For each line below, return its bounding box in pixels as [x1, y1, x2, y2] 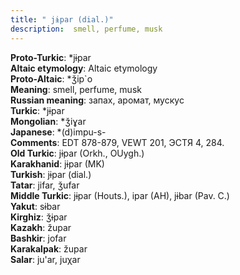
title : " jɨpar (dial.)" [10, 14, 114, 25]
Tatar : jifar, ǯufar [10, 179, 80, 191]
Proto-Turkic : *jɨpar [10, 51, 92, 63]
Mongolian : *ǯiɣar [10, 115, 87, 127]
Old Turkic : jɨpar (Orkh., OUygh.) [10, 147, 145, 159]
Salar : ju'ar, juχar [10, 253, 81, 265]
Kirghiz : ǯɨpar [10, 211, 68, 223]
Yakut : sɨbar [10, 200, 61, 212]
